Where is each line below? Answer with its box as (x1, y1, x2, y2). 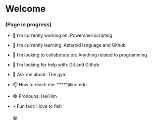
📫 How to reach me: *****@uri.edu (12, 82, 87, 88)
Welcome (5, 3, 46, 15)
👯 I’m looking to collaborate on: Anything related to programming (12, 52, 147, 58)
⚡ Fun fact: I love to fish (12, 103, 62, 109)
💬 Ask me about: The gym (12, 72, 67, 78)
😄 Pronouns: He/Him (12, 93, 57, 99)
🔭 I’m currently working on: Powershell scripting (12, 32, 113, 38)
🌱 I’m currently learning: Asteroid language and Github (12, 42, 126, 48)
